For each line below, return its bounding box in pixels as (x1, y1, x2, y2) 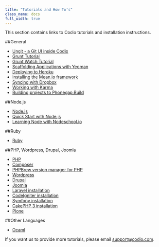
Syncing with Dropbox (12, 79, 57, 85)
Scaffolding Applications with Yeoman (12, 64, 88, 70)
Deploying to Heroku (12, 69, 53, 75)
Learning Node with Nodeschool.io (12, 119, 82, 124)
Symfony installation (12, 198, 53, 204)
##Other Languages (5, 217, 45, 224)
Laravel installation (12, 188, 50, 194)
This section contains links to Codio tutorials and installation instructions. (5, 30, 151, 35)
